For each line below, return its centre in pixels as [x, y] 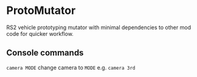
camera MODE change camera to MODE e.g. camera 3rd [71, 67]
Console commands [45, 53]
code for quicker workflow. [40, 33]
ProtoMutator [41, 11]
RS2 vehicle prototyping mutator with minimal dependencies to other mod [99, 27]
